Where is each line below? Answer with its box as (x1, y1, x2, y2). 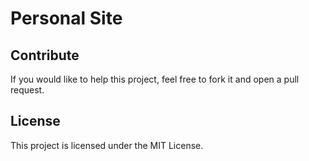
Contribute (10, 47, 80, 64)
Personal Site (10, 7, 123, 30)
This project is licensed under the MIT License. (10, 139, 204, 151)
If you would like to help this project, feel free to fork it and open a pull (10, 73, 300, 85)
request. (10, 84, 45, 96)
